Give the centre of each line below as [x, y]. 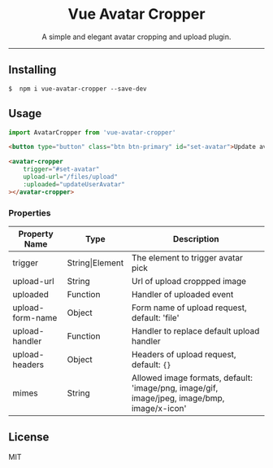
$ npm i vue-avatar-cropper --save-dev [78, 89]
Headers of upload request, [184, 354]
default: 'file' [156, 317]
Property [36, 234]
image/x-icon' [159, 408]
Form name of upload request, [189, 308]
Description [196, 238]
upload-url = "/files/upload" [70, 177]
